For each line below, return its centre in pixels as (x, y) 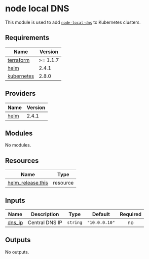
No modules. (18, 145)
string (74, 222)
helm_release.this (28, 183)
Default (101, 214)
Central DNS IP (45, 222)
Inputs (15, 200)
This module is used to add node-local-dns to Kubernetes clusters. (73, 22)
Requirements (27, 38)
